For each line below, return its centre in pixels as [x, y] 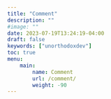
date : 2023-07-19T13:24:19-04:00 [56, 33]
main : [28, 66]
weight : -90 [50, 85]
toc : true [22, 53]
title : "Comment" [32, 14]
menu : [15, 59]
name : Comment [53, 72]
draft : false [26, 40]
